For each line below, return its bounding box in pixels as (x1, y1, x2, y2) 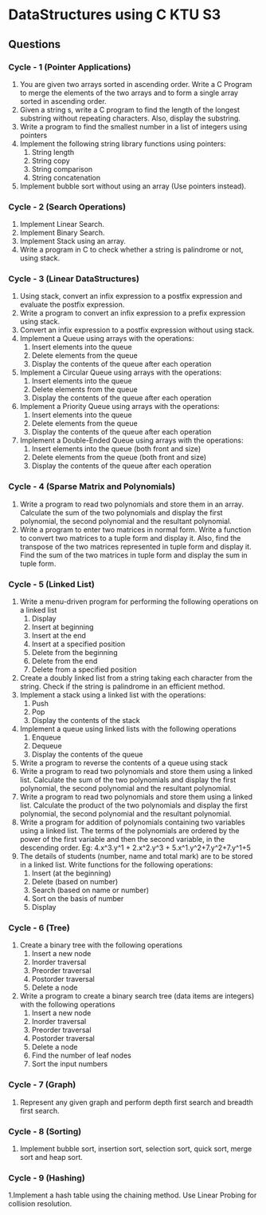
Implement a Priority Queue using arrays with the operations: (19, 402, 221, 411)
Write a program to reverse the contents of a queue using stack (19, 758, 229, 768)
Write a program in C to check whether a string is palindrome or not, (19, 245, 244, 255)
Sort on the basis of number (31, 894, 124, 903)
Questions (8, 38, 61, 51)
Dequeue (31, 741, 62, 751)
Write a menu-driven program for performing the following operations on (19, 597, 259, 606)
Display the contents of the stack (31, 716, 141, 725)
